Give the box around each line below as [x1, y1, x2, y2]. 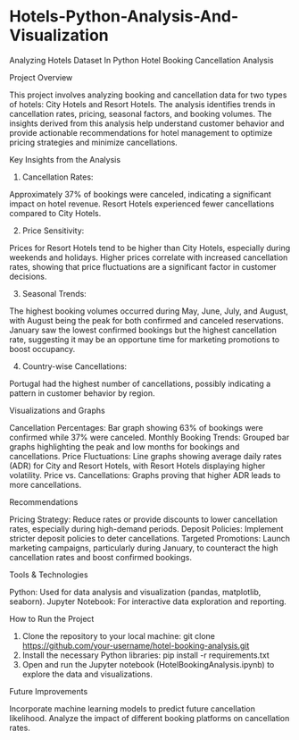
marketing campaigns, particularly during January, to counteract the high [9, 542, 278, 553]
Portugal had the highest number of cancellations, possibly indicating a [9, 378, 271, 389]
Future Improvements [9, 685, 88, 696]
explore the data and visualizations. [21, 669, 154, 679]
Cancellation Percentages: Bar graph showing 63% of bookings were [9, 422, 263, 433]
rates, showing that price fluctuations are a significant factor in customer [9, 261, 277, 272]
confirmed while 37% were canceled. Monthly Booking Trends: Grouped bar [9, 432, 290, 442]
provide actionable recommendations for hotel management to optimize [9, 127, 273, 138]
